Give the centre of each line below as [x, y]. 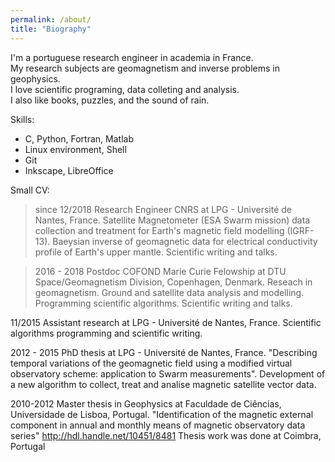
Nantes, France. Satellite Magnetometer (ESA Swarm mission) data [172, 220]
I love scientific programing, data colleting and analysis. [125, 89]
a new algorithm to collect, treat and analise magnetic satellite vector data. [163, 384]
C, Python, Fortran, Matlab [79, 138]
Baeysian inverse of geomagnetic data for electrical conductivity [185, 241]
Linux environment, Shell [75, 149]
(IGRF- [300, 230]
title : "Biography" [51, 29]
